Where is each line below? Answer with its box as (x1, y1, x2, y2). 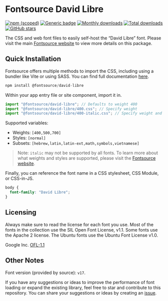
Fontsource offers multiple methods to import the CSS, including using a (5, 68, 154, 74)
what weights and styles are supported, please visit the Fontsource (17, 155, 156, 161)
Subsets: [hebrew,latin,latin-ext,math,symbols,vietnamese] (12, 140, 139, 146)
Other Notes (5, 256, 44, 265)
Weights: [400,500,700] (12, 130, 61, 136)
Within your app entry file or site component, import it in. (5, 92, 122, 98)
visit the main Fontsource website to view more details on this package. (5, 40, 152, 46)
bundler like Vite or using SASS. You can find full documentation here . (5, 73, 149, 79)
